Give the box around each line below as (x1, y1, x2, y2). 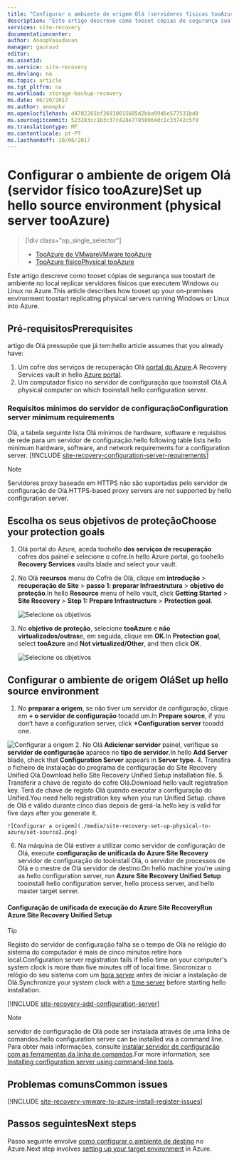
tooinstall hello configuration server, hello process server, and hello (17, 879, 215, 887)
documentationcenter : (7, 30, 72, 38)
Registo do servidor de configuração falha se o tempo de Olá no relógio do (7, 940, 227, 949)
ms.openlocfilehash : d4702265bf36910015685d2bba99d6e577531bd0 (7, 110, 199, 117)
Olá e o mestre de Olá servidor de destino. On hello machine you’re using (17, 864, 231, 872)
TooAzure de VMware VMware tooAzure (35, 250, 152, 259)
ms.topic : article (7, 76, 62, 84)
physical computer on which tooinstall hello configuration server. (17, 386, 208, 394)
